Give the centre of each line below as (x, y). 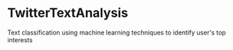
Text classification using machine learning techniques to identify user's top (117, 32)
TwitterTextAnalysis (68, 13)
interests (20, 39)
